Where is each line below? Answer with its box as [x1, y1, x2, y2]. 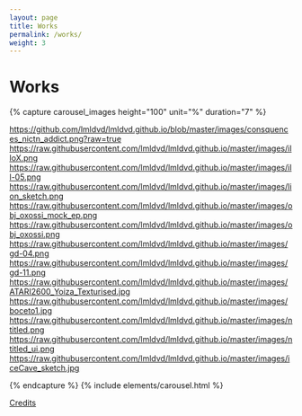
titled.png [9, 324, 45, 335]
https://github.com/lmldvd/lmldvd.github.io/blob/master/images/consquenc [9, 124, 289, 135]
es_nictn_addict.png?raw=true [9, 134, 122, 145]
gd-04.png [9, 248, 49, 259]
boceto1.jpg [9, 305, 52, 316]
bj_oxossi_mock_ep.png [9, 210, 98, 221]
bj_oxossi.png [9, 229, 60, 240]
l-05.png [9, 172, 42, 182]
